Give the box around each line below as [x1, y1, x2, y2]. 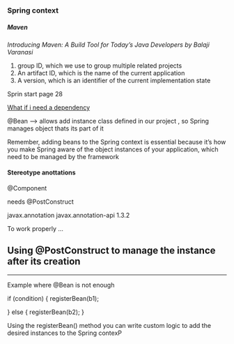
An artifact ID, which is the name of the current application [17, 68, 185, 77]
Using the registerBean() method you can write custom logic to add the [7, 321, 211, 329]
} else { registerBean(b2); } [7, 308, 85, 316]
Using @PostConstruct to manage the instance [7, 245, 216, 257]
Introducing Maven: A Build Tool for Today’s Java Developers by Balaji [7, 40, 210, 49]
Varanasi [7, 47, 33, 56]
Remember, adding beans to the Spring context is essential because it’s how [7, 137, 226, 146]
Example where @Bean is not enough [7, 281, 115, 289]
